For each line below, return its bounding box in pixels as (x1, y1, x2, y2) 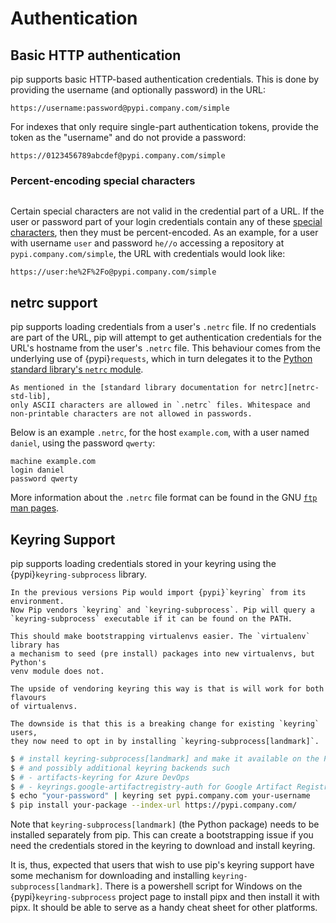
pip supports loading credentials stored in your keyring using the (10, 557, 277, 569)
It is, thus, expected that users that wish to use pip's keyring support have (10, 859, 315, 871)
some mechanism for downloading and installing (10, 870, 210, 882)
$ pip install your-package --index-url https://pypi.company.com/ (10, 800, 298, 811)
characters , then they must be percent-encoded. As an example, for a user (10, 227, 319, 239)
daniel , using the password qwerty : (10, 437, 156, 449)
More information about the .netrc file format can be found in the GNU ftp (10, 492, 318, 504)
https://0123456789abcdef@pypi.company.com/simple (10, 151, 226, 161)
